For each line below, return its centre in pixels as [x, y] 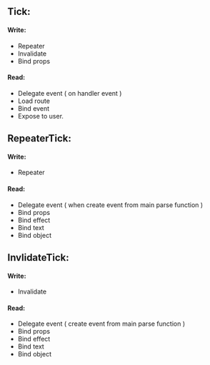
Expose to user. [41, 116]
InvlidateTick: [38, 257]
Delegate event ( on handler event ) [70, 93]
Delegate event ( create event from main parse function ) [101, 324]
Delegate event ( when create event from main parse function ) [110, 205]
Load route [34, 101]
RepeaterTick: [39, 139]
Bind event [34, 108]
